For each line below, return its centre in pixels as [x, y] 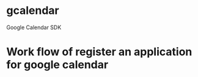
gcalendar [33, 11]
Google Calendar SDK [34, 27]
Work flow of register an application [99, 52]
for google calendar [57, 65]
